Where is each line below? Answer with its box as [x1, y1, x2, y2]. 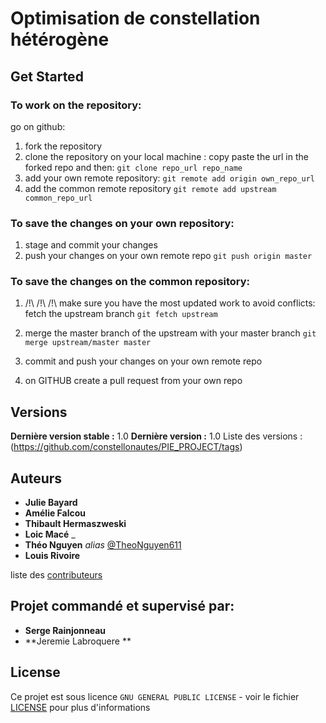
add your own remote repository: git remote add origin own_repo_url [24, 172, 315, 184]
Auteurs [10, 470, 63, 487]
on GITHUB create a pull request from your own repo [24, 375, 243, 387]
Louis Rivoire [24, 550, 81, 562]
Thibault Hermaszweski [24, 518, 127, 530]
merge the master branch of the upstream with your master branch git [24, 327, 317, 339]
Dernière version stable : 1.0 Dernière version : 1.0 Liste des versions [10, 430, 298, 442]
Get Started [10, 68, 84, 85]
